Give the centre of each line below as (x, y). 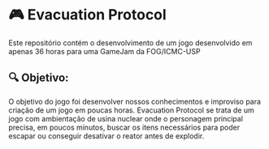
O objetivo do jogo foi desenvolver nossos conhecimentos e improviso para (135, 101)
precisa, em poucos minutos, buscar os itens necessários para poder (124, 127)
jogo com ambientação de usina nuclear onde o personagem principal (126, 118)
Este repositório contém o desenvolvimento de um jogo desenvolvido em (130, 43)
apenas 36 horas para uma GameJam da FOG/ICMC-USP (104, 51)
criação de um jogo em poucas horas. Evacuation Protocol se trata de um (131, 110)
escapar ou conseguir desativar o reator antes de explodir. (106, 136)
